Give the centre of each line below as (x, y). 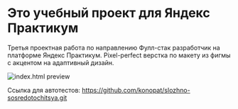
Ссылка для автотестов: (44, 90)
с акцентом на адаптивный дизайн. (61, 62)
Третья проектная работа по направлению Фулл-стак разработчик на (114, 47)
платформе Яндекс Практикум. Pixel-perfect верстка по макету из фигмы (119, 55)
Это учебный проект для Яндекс (109, 13)
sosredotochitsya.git (37, 98)
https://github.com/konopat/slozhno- (136, 90)
